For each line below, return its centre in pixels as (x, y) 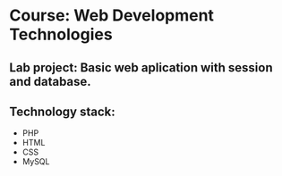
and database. (50, 81)
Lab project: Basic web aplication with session (141, 67)
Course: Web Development (112, 16)
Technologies (61, 34)
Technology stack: (63, 111)
